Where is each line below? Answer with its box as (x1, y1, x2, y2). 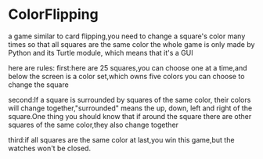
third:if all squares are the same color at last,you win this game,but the (8, 135, 235, 144)
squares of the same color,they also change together (8, 120, 178, 129)
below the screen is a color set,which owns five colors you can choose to (8, 71, 245, 81)
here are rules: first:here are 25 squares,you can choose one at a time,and (8, 63, 248, 72)
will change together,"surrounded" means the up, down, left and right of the (8, 103, 253, 113)
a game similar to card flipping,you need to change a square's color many (8, 31, 246, 41)
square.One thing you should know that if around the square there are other (8, 111, 252, 121)
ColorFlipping (8, 5, 99, 23)
